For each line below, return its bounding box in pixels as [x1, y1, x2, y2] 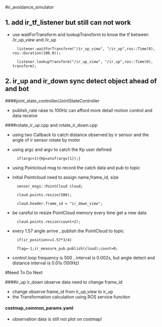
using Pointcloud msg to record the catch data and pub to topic [12, 165, 140, 171]
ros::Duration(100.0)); [12, 50, 61, 56]
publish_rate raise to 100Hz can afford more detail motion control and [12, 107, 153, 113]
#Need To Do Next [5, 269, 43, 275]
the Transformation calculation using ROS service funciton [12, 293, 131, 300]
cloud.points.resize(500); [17, 192, 72, 197]
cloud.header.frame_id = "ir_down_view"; [17, 201, 103, 206]
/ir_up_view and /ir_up [12, 36, 56, 42]
